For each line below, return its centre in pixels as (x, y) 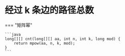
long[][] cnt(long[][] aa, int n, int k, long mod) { (63, 39)
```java (13, 34)
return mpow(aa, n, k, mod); (45, 43)
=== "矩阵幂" (18, 25)
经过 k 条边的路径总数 (49, 10)
